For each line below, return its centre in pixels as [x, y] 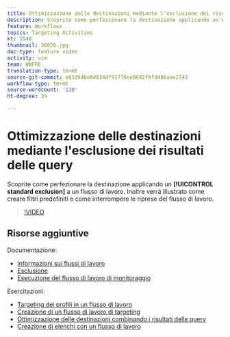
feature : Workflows [35, 26]
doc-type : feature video [42, 52]
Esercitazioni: [26, 291]
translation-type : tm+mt [42, 71]
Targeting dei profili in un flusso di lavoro [74, 304]
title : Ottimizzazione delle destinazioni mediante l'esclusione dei [108, 13]
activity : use [27, 58]
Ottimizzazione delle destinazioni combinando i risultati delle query [112, 319]
